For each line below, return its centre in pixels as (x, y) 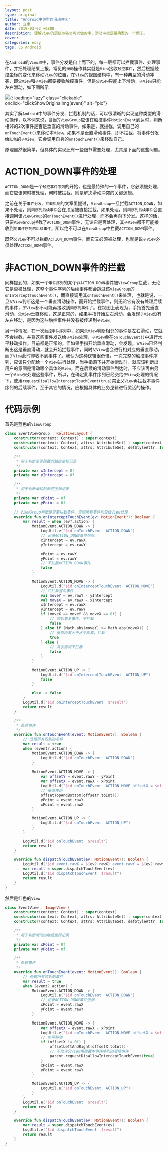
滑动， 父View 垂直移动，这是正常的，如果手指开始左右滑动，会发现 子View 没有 (84, 314)
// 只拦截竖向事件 (57, 591)
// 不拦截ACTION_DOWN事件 (66, 563)
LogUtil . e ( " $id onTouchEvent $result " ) (66, 1102)
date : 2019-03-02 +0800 (30, 29)
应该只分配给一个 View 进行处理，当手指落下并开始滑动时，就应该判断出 (86, 362)
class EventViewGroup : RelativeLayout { (49, 434)
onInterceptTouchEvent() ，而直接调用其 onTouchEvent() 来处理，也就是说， (82, 295)
